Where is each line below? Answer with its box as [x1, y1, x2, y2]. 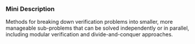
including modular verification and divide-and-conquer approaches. [5, 31, 173, 38]
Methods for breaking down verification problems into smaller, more [5, 18, 173, 26]
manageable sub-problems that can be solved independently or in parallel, [5, 24, 190, 32]
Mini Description [5, 5, 55, 13]
